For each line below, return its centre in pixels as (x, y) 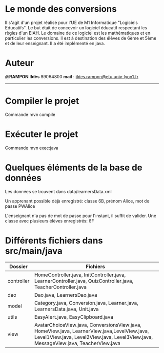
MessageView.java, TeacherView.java (77, 343)
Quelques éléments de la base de (74, 167)
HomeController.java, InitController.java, (80, 275)
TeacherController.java (60, 287)
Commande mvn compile (30, 114)
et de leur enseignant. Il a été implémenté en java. (55, 43)
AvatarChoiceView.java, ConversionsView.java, (88, 325)
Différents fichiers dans (54, 240)
